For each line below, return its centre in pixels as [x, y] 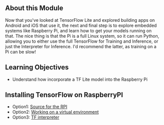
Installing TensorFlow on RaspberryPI [64, 95]
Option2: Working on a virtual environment [55, 112]
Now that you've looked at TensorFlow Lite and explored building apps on [80, 20]
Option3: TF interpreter [36, 117]
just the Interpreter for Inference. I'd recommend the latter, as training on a [81, 46]
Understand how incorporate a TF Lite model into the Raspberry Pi [80, 79]
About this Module [34, 8]
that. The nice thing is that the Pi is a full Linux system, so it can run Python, [82, 36]
